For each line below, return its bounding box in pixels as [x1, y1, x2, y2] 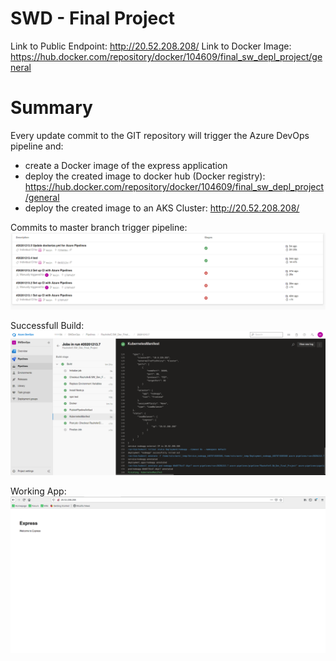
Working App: [10, 485, 67, 497]
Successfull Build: [10, 319, 85, 331]
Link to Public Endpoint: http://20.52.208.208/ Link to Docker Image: [10, 40, 292, 52]
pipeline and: [10, 140, 64, 152]
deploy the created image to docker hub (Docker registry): [24, 170, 266, 182]
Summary [10, 97, 93, 119]
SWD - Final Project [10, 7, 175, 30]
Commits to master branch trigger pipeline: [10, 221, 188, 233]
